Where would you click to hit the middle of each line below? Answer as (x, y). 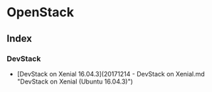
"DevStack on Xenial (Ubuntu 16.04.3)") (75, 81)
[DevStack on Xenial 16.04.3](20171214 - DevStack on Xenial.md (111, 74)
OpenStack (41, 12)
